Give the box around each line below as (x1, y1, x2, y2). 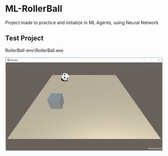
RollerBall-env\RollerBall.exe (5, 47, 63, 53)
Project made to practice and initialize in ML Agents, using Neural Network (5, 19, 158, 25)
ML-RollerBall (5, 3, 62, 14)
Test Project (5, 34, 44, 42)
